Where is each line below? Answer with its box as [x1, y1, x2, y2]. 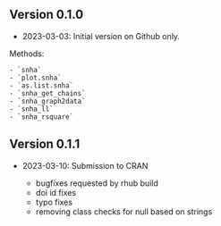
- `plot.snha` [9, 73, 63, 82]
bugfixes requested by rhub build [35, 178, 159, 188]
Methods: [9, 48, 45, 59]
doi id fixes [35, 187, 77, 197]
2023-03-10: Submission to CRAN [21, 160, 149, 171]
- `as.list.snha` [9, 80, 74, 90]
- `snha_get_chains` [9, 88, 87, 97]
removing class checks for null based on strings [35, 205, 213, 217]
